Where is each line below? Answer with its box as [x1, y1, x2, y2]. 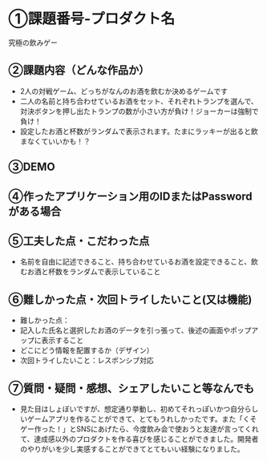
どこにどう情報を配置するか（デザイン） [19, 346, 154, 355]
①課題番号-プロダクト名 [8, 10, 176, 28]
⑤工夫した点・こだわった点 [8, 234, 150, 248]
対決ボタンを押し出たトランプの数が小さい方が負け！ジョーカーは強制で [19, 106, 259, 115]
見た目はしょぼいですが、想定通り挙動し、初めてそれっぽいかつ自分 [19, 404, 245, 414]
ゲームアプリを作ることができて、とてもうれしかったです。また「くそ [26, 414, 257, 423]
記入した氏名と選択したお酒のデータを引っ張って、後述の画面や [19, 326, 231, 335]
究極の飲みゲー [8, 38, 58, 47]
